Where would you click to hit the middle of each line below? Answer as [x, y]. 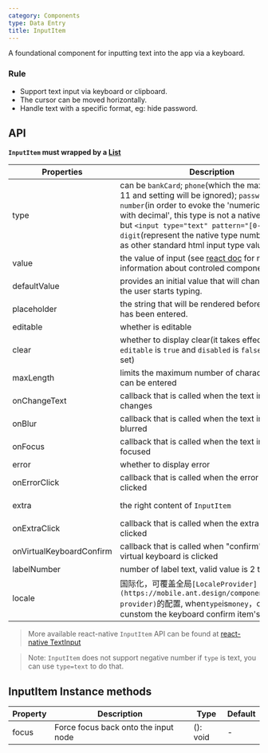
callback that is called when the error [189, 478]
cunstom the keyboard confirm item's [190, 614]
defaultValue [36, 286]
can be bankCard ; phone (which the [183, 186]
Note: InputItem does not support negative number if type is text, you [142, 658]
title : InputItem [37, 30]
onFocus [29, 447]
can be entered [148, 383]
